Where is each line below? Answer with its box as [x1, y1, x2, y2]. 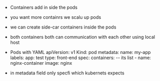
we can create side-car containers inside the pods [10, 24, 117, 30]
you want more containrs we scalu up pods [10, 14, 101, 20]
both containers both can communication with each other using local [10, 34, 155, 40]
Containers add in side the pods [10, 5, 78, 10]
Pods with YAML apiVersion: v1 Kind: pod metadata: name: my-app [10, 49, 151, 55]
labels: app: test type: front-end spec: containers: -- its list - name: [10, 55, 151, 61]
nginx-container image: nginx [10, 60, 73, 66]
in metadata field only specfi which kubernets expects [10, 70, 125, 76]
